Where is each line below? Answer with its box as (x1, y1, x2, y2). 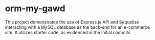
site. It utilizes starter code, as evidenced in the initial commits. (5, 29, 132, 35)
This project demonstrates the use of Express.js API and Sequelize (5, 19, 139, 25)
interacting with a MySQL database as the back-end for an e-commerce (5, 24, 150, 30)
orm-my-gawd (5, 3, 66, 14)
